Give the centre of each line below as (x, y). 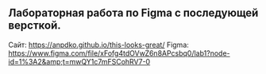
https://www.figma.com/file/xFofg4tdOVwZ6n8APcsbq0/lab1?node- (119, 53)
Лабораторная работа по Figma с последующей (133, 13)
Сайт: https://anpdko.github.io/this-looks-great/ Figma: (98, 45)
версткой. (35, 26)
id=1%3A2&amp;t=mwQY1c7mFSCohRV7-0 (79, 61)
